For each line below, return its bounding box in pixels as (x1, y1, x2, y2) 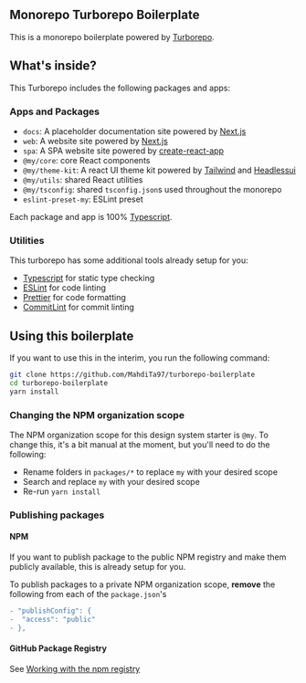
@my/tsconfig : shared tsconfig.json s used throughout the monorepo (22, 184, 282, 194)
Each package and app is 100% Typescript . (9, 211, 173, 222)
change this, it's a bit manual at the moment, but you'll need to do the (9, 438, 270, 450)
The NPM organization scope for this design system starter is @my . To (9, 429, 269, 440)
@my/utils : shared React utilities (22, 173, 143, 185)
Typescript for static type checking (22, 273, 155, 284)
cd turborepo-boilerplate (9, 378, 108, 387)
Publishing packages (9, 509, 105, 521)
